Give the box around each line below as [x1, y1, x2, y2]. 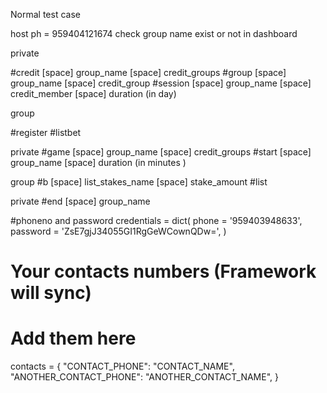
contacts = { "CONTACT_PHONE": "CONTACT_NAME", [10, 360, 235, 373]
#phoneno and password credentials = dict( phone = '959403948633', [10, 215, 303, 226]
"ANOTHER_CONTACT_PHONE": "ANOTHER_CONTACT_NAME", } [10, 371, 279, 383]
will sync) [10, 282, 92, 304]
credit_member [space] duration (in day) [10, 88, 177, 99]
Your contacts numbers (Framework [10, 260, 317, 283]
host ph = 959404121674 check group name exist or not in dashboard [10, 28, 298, 39]
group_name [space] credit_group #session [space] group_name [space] [10, 77, 312, 89]
